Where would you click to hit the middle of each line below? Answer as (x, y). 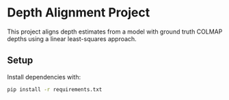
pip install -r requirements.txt (55, 89)
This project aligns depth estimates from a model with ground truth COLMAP (115, 32)
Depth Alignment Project (79, 13)
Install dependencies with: (44, 77)
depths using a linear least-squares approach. (72, 38)
